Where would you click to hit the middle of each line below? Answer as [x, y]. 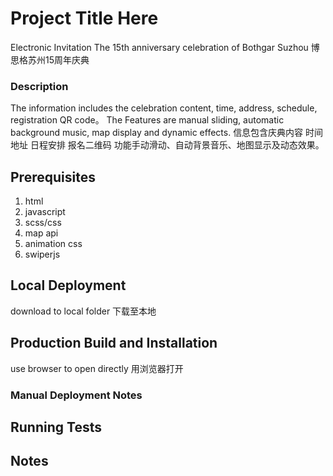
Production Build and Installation [114, 343]
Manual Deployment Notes [76, 395]
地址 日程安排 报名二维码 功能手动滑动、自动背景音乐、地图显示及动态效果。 [167, 145]
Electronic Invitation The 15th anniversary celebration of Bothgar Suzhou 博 [165, 47]
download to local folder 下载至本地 [83, 311]
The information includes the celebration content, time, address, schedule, [164, 108]
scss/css [43, 223]
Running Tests [56, 427]
